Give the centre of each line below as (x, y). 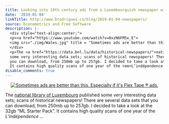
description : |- (22, 29)
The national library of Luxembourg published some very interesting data (81, 95)
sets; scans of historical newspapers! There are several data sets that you (82, 100)
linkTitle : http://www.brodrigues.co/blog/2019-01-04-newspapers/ (76, 19)
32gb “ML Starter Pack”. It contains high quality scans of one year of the (80, 111)
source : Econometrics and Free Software (48, 24)
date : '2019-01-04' (26, 15)
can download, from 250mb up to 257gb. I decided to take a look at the (79, 106)
